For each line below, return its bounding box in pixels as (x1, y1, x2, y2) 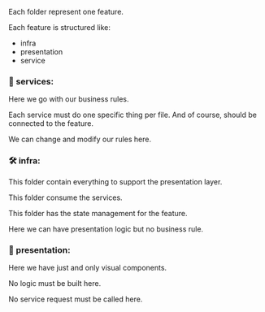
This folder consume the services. (8, 193, 124, 202)
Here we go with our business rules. (8, 94, 129, 104)
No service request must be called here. (8, 294, 143, 304)
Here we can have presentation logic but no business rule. (8, 223, 204, 234)
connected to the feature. (8, 119, 93, 128)
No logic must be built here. (8, 278, 102, 288)
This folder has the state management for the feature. (8, 208, 188, 218)
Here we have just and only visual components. (8, 262, 167, 272)
